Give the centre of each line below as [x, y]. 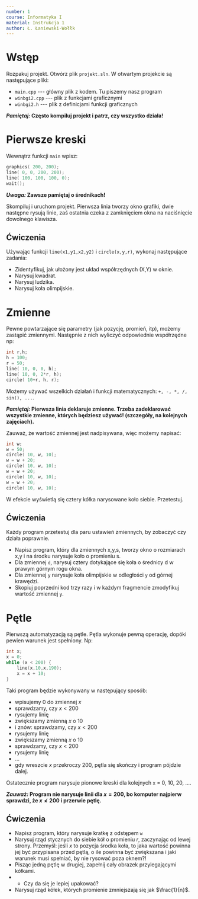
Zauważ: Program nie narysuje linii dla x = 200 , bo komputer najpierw [94, 794]
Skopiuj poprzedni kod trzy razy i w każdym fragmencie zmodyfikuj [97, 588]
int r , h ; [17, 352]
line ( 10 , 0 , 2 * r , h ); [34, 374]
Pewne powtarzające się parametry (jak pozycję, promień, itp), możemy [93, 329]
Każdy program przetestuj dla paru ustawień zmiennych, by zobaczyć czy [96, 532]
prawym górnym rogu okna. [48, 569]
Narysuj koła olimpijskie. [44, 289]
